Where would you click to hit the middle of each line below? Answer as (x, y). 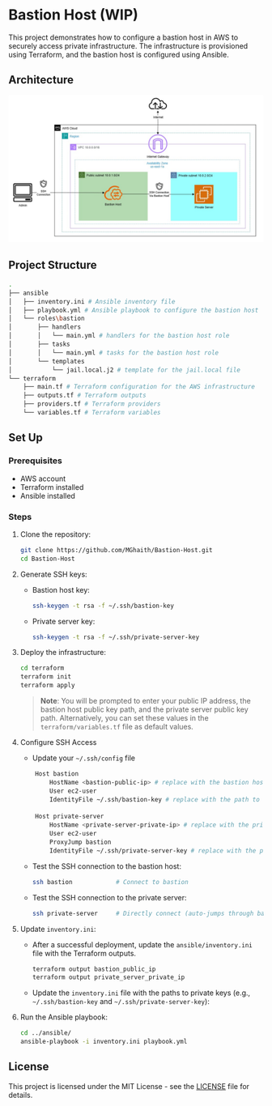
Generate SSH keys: (53, 574)
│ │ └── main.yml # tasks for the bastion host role (114, 353)
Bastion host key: (61, 589)
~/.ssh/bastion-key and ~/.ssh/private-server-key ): (121, 1002)
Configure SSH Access (58, 742)
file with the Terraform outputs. (84, 953)
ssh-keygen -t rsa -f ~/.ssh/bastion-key (103, 606)
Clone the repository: (55, 534)
